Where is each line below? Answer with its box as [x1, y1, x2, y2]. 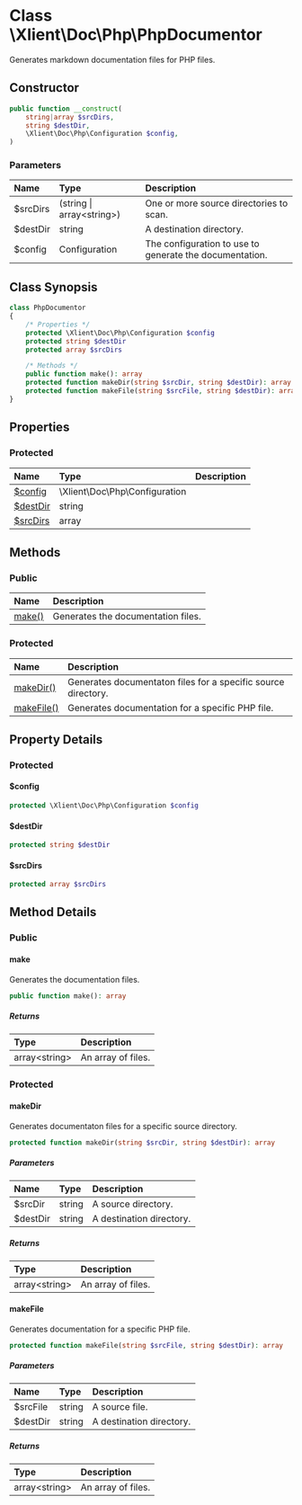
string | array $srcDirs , [25, 112, 115, 121]
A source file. [92, 1401, 148, 1413]
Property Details [9, 732, 103, 747]
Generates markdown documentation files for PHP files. [9, 54, 216, 65]
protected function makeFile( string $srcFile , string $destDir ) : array [9, 1340, 283, 1349]
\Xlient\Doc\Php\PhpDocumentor [9, 24, 262, 45]
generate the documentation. [145, 249, 268, 262]
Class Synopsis [9, 280, 98, 295]
